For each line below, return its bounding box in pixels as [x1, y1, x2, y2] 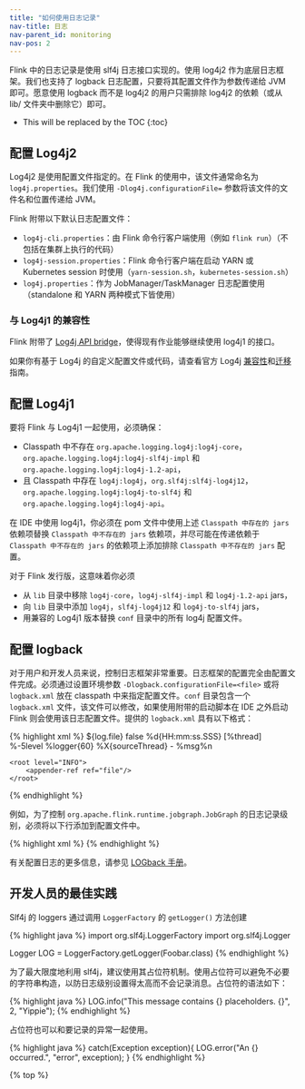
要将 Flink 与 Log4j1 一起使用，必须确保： [9, 422, 164, 433]
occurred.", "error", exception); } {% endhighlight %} [9, 1052, 206, 1063]
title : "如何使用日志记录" [9, 13, 101, 23]
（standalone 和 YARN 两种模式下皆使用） [22, 289, 181, 300]
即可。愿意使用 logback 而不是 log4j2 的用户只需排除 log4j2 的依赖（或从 [9, 87, 283, 98]
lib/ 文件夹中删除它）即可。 [9, 99, 112, 110]
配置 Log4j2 [9, 145, 77, 161]
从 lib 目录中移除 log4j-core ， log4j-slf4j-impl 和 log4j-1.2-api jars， [22, 590, 293, 601]
